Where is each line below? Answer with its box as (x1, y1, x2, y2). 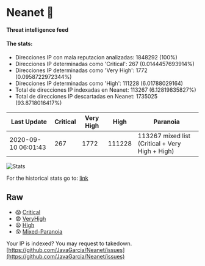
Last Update (11, 117, 48, 126)
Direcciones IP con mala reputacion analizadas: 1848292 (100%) (15, 53, 178, 61)
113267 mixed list (137, 131, 191, 140)
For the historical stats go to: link (6, 174, 88, 182)
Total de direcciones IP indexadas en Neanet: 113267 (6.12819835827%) (15, 86, 196, 94)
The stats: (6, 40, 33, 48)
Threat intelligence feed (6, 26, 69, 33)
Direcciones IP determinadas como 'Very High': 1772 (15, 67, 148, 74)
